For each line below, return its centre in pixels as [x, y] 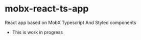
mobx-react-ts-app [47, 9]
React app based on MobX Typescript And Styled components [70, 22]
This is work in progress [38, 32]
